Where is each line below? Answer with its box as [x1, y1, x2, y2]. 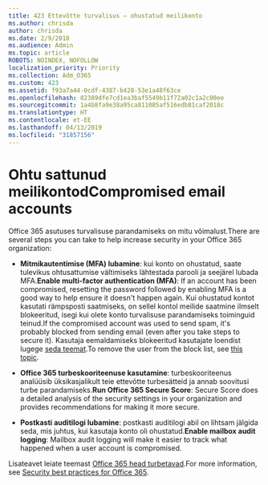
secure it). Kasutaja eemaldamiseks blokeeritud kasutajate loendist [19, 335, 241, 345]
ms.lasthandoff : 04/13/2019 [8, 123, 103, 131]
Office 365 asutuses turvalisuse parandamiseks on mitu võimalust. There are [8, 226, 260, 236]
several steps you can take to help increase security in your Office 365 [8, 234, 242, 245]
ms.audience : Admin [8, 42, 74, 50]
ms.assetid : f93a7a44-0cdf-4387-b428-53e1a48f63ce [8, 86, 181, 95]
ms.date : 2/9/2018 [8, 34, 70, 42]
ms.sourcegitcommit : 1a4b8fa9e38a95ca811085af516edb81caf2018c [8, 101, 225, 109]
